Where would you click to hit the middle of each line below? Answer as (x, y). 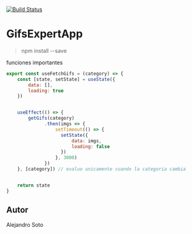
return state (34, 185)
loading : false (91, 146)
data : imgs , (87, 141)
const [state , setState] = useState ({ (66, 79)
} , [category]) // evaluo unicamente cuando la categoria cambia (102, 169)
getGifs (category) (51, 119)
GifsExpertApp (45, 34)
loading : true (46, 91)
